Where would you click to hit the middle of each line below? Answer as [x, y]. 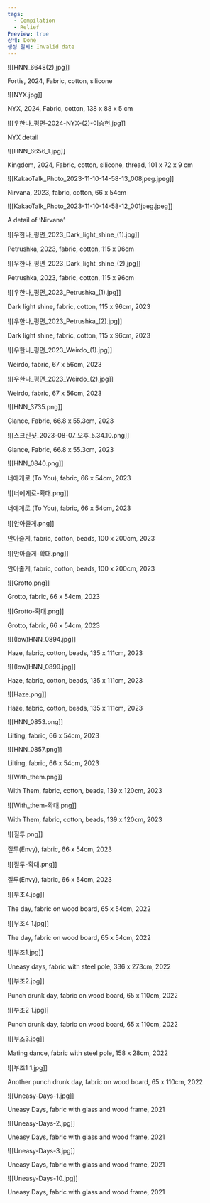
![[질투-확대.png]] [32, 864]
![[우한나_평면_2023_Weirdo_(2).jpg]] [60, 379]
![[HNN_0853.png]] [35, 722]
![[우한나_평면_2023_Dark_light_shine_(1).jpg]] [73, 234]
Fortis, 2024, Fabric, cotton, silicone [60, 81]
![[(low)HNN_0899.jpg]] [42, 667]
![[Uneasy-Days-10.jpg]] [43, 1178]
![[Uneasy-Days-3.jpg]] [42, 1151]
